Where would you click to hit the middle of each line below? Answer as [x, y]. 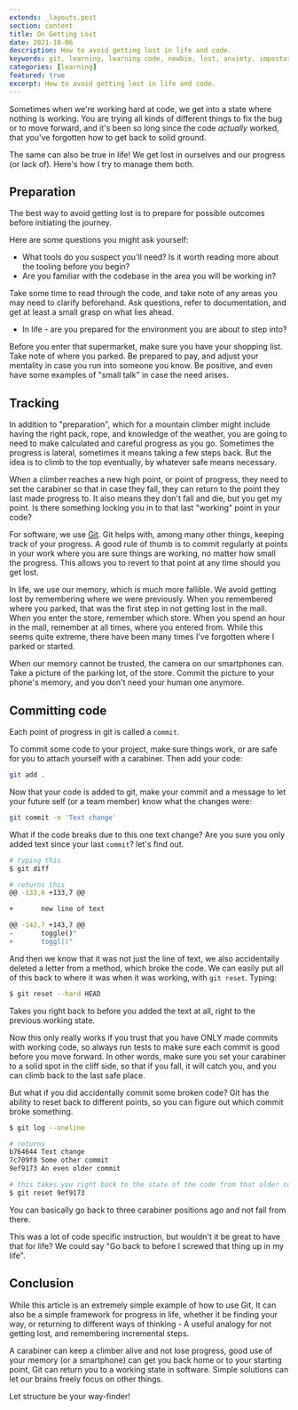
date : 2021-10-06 [41, 42]
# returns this [37, 885]
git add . [27, 775]
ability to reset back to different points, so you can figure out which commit [146, 1102]
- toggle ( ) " [43, 934]
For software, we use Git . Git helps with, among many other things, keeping [147, 535]
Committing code [58, 710]
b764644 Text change [47, 1152]
